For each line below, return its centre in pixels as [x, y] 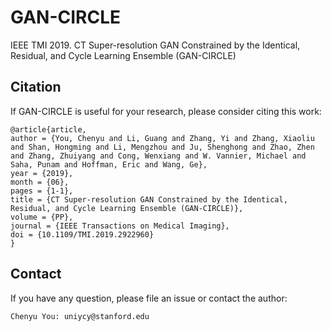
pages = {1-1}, [42, 191]
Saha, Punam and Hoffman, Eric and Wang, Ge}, [109, 164]
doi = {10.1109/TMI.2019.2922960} [82, 234]
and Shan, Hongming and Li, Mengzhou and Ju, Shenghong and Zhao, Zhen [162, 147]
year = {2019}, [42, 173]
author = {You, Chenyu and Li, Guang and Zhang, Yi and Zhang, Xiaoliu [162, 138]
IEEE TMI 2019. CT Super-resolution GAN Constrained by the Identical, [155, 45]
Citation [36, 87]
